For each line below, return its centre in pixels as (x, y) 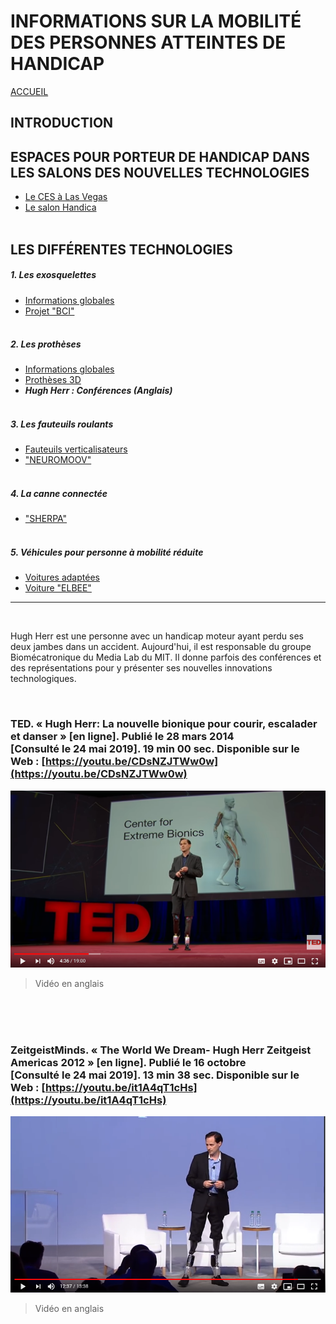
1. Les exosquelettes (53, 275)
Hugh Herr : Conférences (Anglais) (98, 391)
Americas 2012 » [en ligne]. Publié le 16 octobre (128, 1062)
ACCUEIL (29, 91)
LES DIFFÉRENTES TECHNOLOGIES (121, 249)
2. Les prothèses (46, 344)
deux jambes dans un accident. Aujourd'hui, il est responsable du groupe (161, 647)
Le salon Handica (60, 207)
